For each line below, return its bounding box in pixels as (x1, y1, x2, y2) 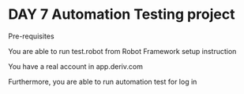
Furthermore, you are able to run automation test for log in (8, 77, 197, 86)
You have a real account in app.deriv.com (8, 61, 144, 71)
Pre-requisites (8, 31, 54, 41)
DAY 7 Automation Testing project (8, 5, 235, 23)
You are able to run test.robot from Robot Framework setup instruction (8, 46, 237, 56)
